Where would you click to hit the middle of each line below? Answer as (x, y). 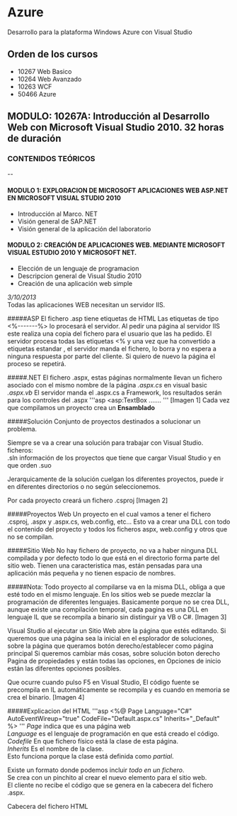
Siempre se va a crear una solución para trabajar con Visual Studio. (105, 442)
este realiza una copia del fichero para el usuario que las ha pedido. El (110, 333)
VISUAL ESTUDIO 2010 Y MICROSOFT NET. (72, 253)
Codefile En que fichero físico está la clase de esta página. (93, 741)
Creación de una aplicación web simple (75, 283)
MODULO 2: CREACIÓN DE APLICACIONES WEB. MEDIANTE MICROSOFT (116, 245)
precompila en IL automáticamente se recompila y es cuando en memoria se (118, 690)
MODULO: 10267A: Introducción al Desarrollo (109, 117)
